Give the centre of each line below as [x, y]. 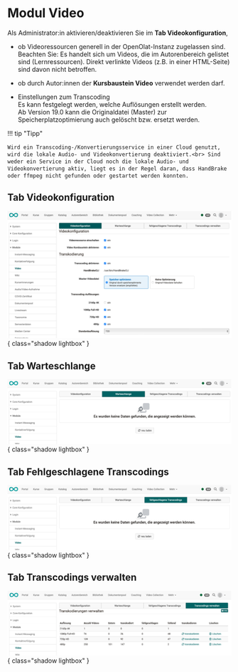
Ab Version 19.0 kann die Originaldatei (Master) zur [92, 112]
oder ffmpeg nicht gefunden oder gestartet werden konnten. [98, 176]
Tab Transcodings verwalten [72, 578]
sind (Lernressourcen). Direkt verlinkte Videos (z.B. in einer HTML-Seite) [124, 61]
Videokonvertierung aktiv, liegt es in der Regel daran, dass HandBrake [117, 169]
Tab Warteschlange [52, 366]
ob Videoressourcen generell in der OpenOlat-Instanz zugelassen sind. [121, 46]
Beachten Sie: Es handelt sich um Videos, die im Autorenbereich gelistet [123, 54]
